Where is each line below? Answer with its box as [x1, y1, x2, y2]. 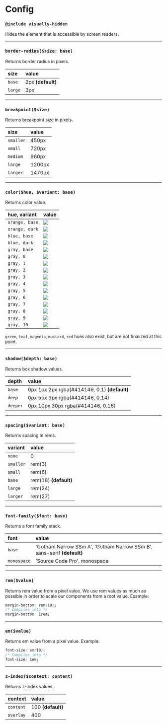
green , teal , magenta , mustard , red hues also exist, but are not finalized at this [5, 334, 162, 340]
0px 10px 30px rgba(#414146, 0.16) [28, 402, 116, 409]
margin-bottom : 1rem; [5, 612, 50, 617]
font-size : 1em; [5, 657, 39, 662]
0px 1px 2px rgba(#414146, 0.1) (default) [28, 386, 129, 393]
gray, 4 [7, 281, 26, 287]
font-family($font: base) [5, 513, 68, 518]
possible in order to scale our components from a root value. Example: [5, 593, 149, 599]
